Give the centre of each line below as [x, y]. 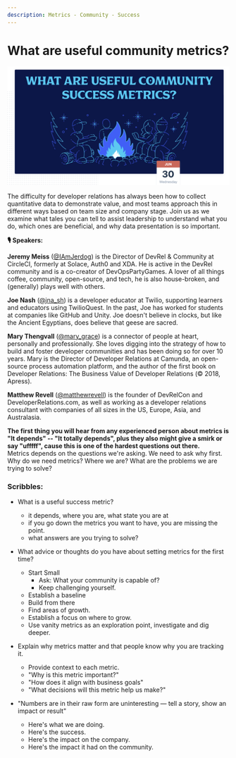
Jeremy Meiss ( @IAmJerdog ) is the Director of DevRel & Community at [111, 256]
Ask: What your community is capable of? [99, 580]
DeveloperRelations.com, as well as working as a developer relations [107, 402]
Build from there [51, 603]
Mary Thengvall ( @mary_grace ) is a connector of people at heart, [103, 336]
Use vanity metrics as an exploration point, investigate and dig [118, 625]
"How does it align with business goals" [86, 683]
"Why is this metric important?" [73, 675]
